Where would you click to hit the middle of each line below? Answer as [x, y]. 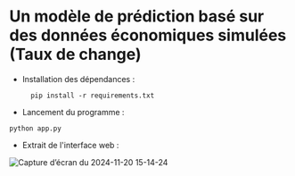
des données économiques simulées [148, 35]
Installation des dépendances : [78, 79]
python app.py [36, 128]
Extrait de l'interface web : [70, 145]
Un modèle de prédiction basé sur [137, 17]
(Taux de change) [75, 54]
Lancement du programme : [73, 112]
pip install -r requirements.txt [93, 96]
